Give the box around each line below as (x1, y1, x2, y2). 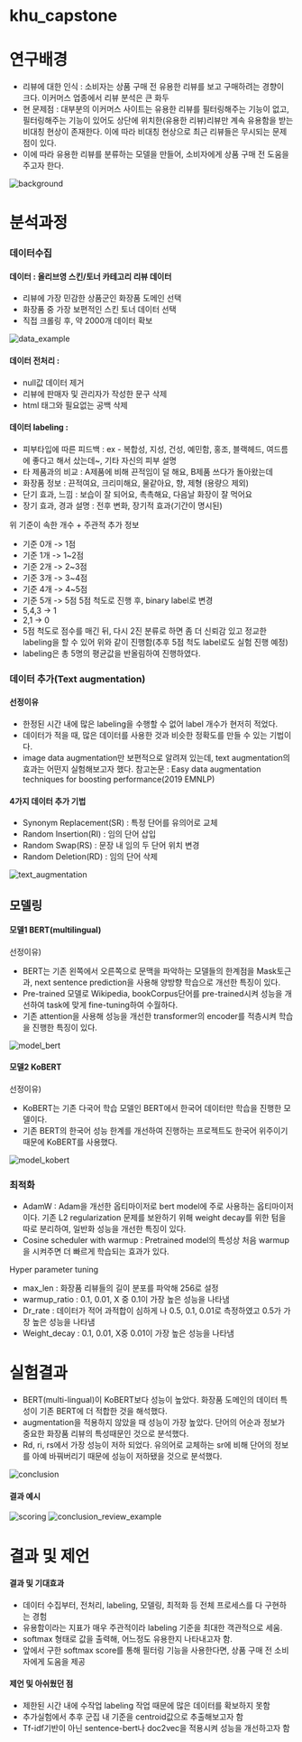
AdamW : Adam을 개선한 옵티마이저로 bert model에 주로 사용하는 (22, 1201, 255, 1212)
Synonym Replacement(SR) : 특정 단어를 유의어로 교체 (22, 818, 218, 829)
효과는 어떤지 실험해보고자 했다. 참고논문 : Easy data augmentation (22, 764, 261, 774)
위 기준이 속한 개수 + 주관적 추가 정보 (9, 519, 140, 530)
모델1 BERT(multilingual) (9, 924, 102, 935)
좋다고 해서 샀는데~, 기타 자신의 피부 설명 (32, 455, 178, 466)
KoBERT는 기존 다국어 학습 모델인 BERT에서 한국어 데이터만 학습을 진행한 (22, 1102, 282, 1113)
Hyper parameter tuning (9, 1265, 99, 1275)
